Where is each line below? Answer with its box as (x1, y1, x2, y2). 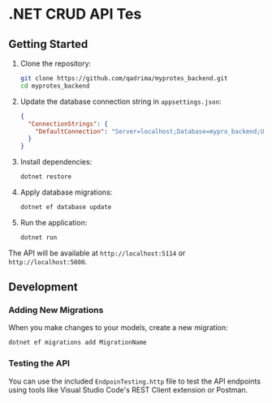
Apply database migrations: (19, 187, 113, 197)
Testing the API (8, 358, 71, 369)
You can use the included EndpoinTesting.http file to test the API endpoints (8, 376, 261, 386)
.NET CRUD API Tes (8, 5, 142, 24)
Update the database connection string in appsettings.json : (19, 96, 222, 106)
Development (8, 281, 79, 294)
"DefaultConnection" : (35, 127, 108, 135)
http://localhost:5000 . (8, 256, 88, 266)
